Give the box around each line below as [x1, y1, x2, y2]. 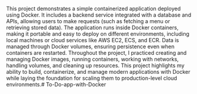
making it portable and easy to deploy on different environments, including [6, 30, 190, 37]
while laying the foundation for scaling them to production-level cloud [6, 74, 177, 82]
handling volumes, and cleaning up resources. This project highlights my [6, 62, 185, 69]
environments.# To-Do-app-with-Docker [6, 81, 106, 88]
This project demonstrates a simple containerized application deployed [6, 5, 181, 12]
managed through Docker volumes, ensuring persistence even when [6, 43, 175, 50]
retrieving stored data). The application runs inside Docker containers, [6, 24, 179, 31]
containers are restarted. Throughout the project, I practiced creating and [6, 49, 187, 56]
